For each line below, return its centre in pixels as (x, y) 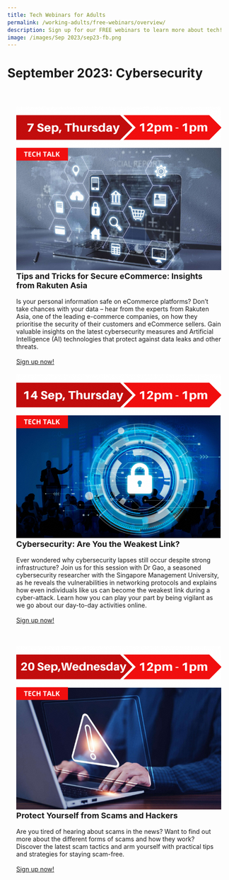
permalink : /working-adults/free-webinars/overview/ (87, 22)
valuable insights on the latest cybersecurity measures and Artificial (115, 332)
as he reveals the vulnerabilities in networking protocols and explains (117, 582)
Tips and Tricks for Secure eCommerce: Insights (110, 276)
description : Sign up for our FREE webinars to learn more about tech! (115, 30)
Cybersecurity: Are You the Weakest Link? (98, 544)
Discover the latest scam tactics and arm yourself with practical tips (115, 846)
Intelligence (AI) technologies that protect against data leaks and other (119, 339)
